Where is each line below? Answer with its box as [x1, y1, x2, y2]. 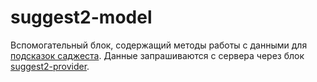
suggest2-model [10, 6, 153, 29]
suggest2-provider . [10, 60, 90, 72]
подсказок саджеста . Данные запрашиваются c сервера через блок [10, 49, 305, 61]
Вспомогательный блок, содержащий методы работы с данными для [10, 39, 308, 51]
